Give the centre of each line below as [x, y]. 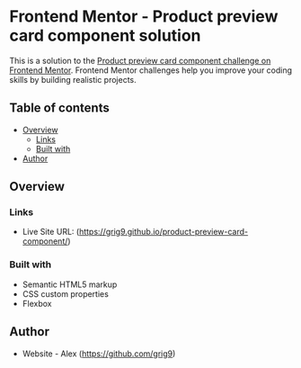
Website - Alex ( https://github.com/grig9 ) [99, 354]
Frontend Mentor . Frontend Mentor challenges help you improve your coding [151, 70]
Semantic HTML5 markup [70, 284]
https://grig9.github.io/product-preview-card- [164, 232]
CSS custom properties [66, 293]
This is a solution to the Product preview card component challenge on [140, 60]
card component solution [105, 36]
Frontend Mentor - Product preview [144, 17]
